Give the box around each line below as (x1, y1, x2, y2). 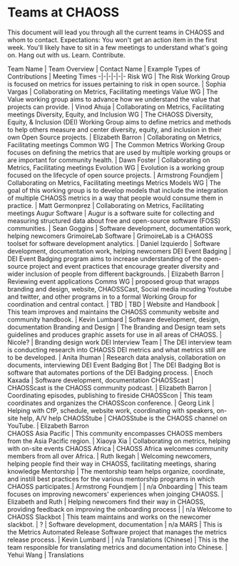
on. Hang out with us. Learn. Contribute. (7, 51, 126, 59)
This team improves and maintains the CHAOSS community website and (7, 307, 220, 316)
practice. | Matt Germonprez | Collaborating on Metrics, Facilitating (7, 201, 205, 209)
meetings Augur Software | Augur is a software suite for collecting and (7, 209, 215, 217)
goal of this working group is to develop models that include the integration (7, 186, 228, 194)
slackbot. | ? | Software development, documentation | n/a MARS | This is (7, 520, 223, 529)
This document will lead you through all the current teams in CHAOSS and (7, 28, 225, 36)
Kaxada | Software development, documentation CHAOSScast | (7, 376, 194, 384)
